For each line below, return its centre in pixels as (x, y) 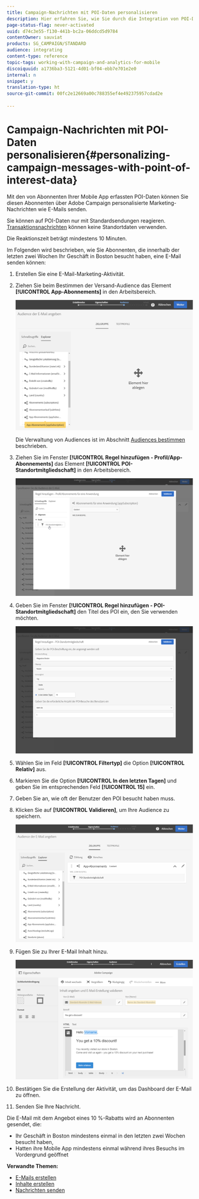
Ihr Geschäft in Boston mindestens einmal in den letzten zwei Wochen (100, 1136)
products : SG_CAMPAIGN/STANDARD (46, 44)
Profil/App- (168, 457)
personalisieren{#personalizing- (89, 155)
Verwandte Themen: (32, 1166)
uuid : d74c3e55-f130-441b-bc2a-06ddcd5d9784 (62, 31)
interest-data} (42, 180)
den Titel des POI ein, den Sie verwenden (127, 611)
